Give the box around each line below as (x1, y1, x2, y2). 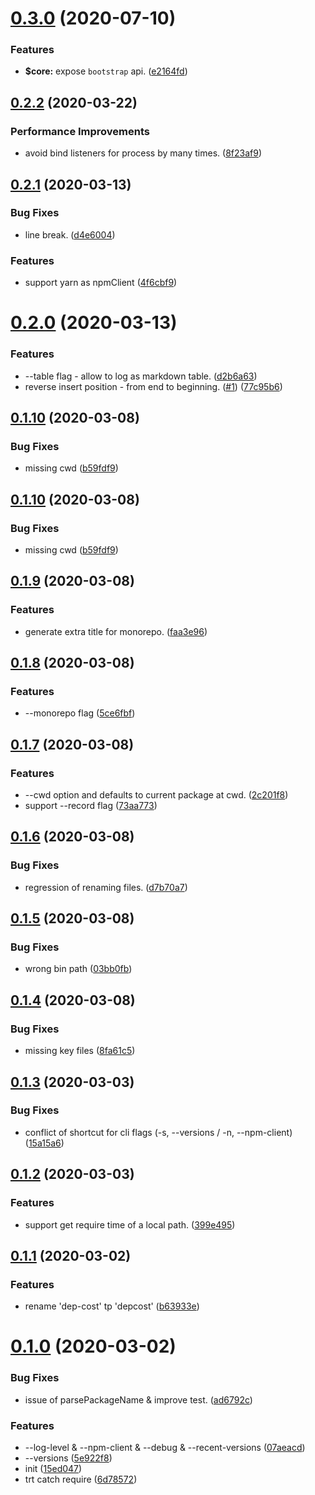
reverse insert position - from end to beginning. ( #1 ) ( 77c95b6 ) (24, 380, 283, 392)
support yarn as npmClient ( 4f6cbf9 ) (24, 277, 178, 289)
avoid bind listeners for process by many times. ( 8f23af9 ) (24, 147, 262, 159)
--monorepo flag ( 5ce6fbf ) (24, 707, 136, 719)
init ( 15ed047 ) (24, 1462, 83, 1474)
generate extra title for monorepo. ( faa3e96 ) (24, 625, 208, 637)
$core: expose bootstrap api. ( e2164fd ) (24, 65, 188, 77)
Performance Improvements (10, 124, 151, 138)
